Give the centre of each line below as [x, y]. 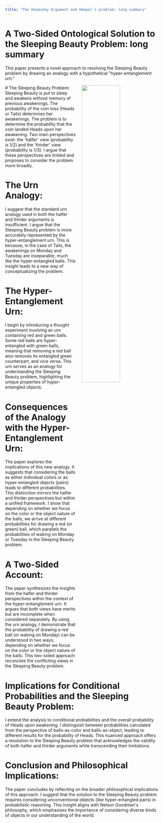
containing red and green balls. [36, 335]
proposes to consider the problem [39, 160]
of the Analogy [36, 417]
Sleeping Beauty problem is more [38, 230]
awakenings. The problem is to [36, 119]
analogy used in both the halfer [36, 214]
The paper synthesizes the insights [40, 588]
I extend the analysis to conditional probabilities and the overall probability [80, 720]
